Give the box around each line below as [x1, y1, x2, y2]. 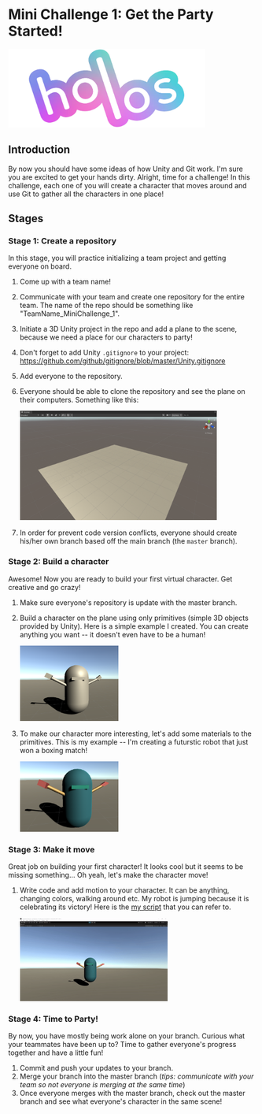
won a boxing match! [19, 745, 88, 755]
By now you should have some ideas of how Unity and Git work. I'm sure [8, 164, 244, 173]
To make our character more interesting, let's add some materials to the [19, 729, 252, 738]
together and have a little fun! [8, 1048, 104, 1057]
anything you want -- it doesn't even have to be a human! [19, 629, 206, 639]
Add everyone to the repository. [19, 372, 124, 381]
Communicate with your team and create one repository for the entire [19, 292, 245, 302]
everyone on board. [8, 262, 72, 271]
